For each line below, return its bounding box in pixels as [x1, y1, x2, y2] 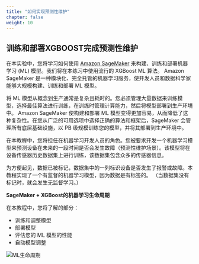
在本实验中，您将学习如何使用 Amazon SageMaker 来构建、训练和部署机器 [6, 60, 188, 67]
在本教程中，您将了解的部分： [6, 204, 79, 211]
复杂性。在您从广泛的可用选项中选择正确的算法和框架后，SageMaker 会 [11, 117, 186, 124]
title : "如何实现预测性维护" [6, 8, 70, 15]
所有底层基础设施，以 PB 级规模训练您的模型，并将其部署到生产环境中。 [11, 124, 187, 131]
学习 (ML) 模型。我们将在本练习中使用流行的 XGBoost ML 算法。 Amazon [6, 67, 185, 75]
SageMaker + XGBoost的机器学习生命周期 [6, 192, 110, 199]
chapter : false [6, 14, 44, 20]
